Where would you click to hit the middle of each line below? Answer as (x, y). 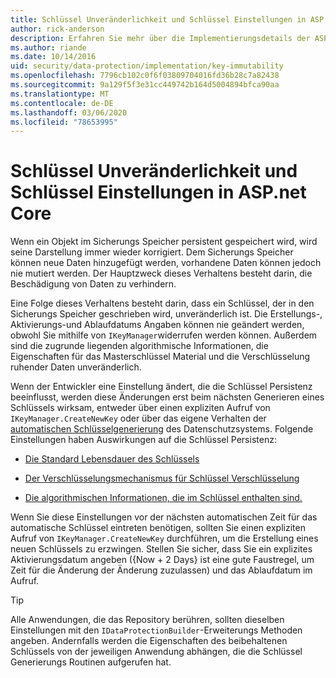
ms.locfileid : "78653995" (64, 122)
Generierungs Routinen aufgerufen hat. (91, 662)
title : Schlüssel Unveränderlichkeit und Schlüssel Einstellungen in (158, 19)
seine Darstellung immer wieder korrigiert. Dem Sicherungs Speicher (152, 252)
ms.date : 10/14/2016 (53, 57)
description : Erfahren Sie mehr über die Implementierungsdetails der (160, 38)
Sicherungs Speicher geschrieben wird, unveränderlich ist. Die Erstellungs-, (166, 314)
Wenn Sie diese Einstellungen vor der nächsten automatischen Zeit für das (164, 517)
